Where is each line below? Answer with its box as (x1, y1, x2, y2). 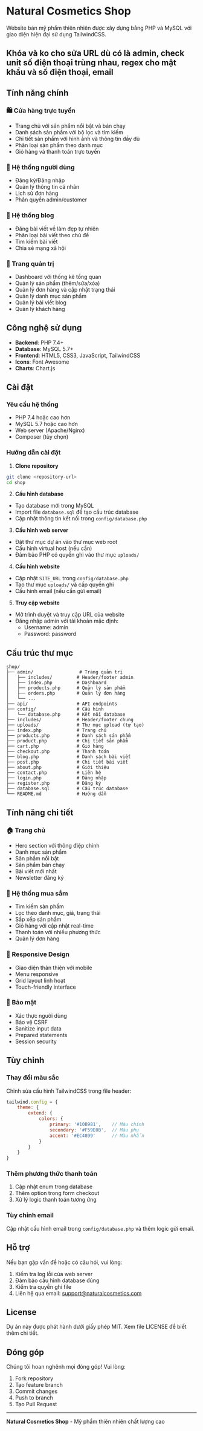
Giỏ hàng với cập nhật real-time (14, 922, 94, 929)
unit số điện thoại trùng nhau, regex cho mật (6, 57, 176, 68)
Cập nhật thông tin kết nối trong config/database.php (14, 515, 147, 522)
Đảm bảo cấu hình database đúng (14, 1277, 100, 1284)
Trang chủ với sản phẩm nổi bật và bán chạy (14, 122, 126, 129)
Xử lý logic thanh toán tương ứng (14, 1196, 97, 1203)
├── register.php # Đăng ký (6, 781, 101, 787)
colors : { (38, 1116, 63, 1122)
